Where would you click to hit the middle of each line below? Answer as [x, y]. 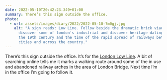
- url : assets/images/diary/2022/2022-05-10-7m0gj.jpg [68, 24]
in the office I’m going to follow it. [39, 72]
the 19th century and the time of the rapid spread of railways [86, 38]
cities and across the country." [53, 42]
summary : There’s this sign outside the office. [56, 14]
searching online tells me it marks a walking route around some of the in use [83, 61]
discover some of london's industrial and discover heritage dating [91, 33]
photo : [12, 19]
